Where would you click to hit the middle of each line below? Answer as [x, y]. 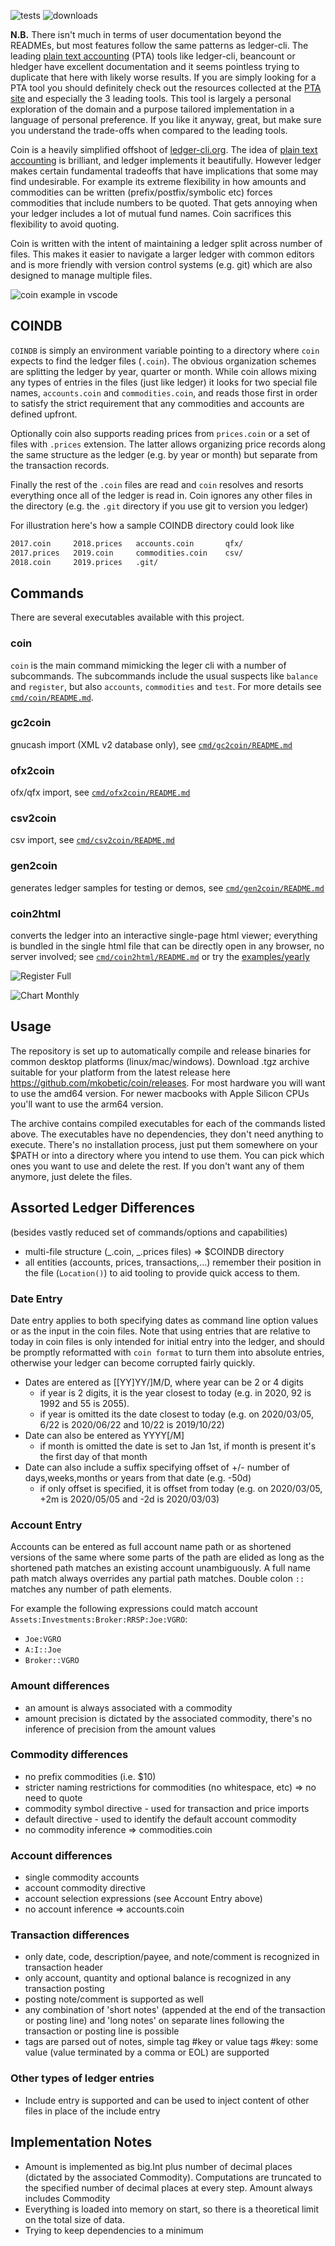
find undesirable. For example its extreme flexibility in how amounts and [158, 181]
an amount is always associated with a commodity [128, 1707]
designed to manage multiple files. [81, 275]
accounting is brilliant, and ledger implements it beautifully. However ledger [166, 160]
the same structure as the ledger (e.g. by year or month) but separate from [164, 454]
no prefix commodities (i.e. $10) [90, 1776]
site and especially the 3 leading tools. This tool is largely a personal [151, 98]
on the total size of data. [74, 2219]
